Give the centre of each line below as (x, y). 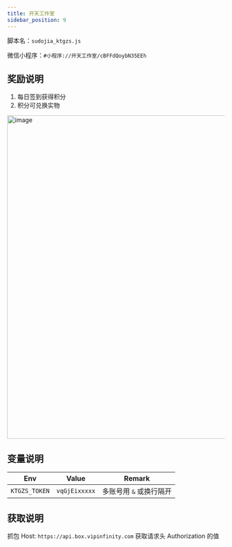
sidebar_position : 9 (37, 20)
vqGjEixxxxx (76, 491)
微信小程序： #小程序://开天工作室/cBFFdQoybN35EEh (77, 55)
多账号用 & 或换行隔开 (137, 492)
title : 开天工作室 (31, 13)
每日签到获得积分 (41, 97)
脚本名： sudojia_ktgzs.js (44, 40)
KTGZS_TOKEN (30, 491)
